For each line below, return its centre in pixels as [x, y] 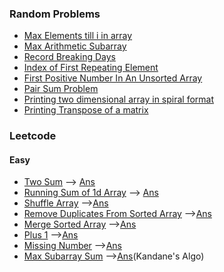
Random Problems [55, 14]
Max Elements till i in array [78, 36]
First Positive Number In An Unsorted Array [113, 78]
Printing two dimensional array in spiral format [119, 99]
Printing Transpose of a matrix [86, 110]
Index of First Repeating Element [91, 68]
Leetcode [33, 136]
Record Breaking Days [69, 57]
